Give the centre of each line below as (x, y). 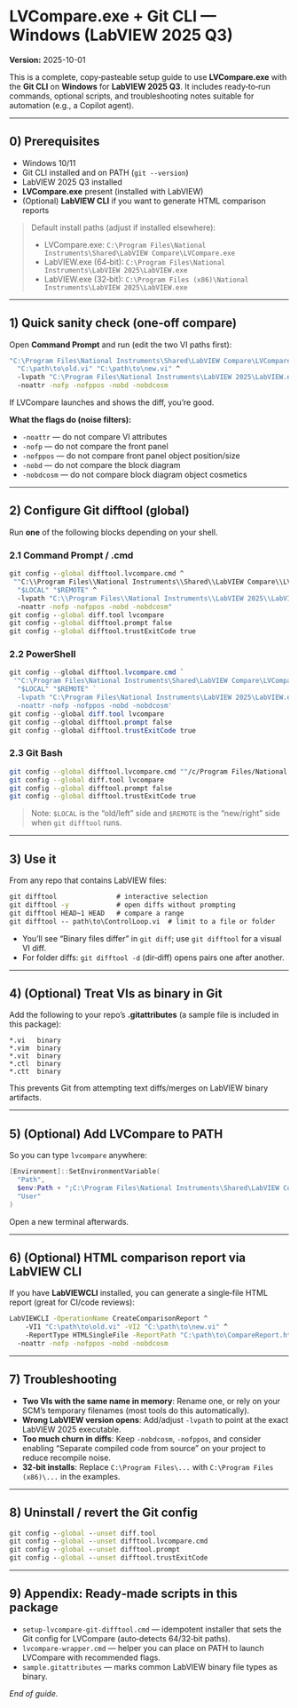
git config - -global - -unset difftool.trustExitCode (109, 1558)
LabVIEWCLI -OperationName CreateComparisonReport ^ (109, 1319)
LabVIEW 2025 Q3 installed (72, 182)
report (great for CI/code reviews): (72, 1302)
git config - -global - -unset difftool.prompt (94, 1550)
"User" (29, 1196)
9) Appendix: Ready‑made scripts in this (123, 1594)
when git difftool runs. (76, 822)
